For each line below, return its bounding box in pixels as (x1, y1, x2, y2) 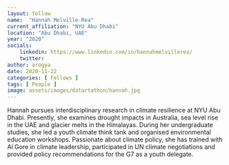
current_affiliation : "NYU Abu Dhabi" (7, 23, 119, 30)
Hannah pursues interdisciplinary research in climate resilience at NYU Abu (7, 106, 221, 115)
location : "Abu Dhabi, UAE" (7, 29, 88, 37)
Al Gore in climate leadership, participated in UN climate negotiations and (7, 143, 216, 151)
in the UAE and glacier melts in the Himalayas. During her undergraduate (7, 121, 214, 129)
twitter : (19, 55, 45, 62)
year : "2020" (7, 36, 45, 43)
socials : (7, 42, 32, 49)
